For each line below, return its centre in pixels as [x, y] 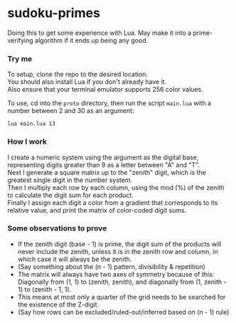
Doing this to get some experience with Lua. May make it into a [100, 33]
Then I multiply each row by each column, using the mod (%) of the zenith [116, 187]
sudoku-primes [54, 13]
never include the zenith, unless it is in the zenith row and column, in [118, 251]
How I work [27, 142]
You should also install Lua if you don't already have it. [87, 82]
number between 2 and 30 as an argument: [71, 111]
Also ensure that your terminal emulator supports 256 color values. [106, 90]
